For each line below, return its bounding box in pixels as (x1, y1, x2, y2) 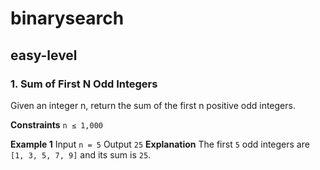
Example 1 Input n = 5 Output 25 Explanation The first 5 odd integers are (10, 138, 310, 150)
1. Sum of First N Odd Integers (10, 77, 158, 91)
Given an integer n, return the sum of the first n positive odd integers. (10, 99, 296, 111)
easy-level (10, 47, 78, 64)
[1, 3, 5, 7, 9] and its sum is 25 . (10, 148, 152, 161)
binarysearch (10, 7, 125, 30)
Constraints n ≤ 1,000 (10, 118, 104, 131)
